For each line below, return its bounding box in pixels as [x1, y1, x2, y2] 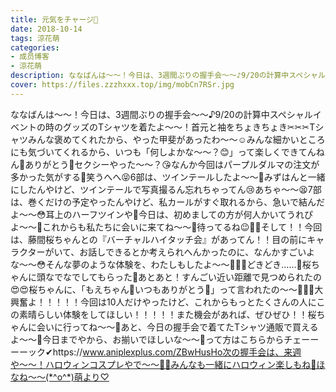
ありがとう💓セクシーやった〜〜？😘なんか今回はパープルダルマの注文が [24, 158, 320, 170]
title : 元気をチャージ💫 [10, 14, 99, 25]
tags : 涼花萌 [10, 33, 60, 43]
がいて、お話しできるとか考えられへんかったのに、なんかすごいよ [44, 246, 315, 258]
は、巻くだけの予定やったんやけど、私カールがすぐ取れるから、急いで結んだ [10, 196, 325, 208]
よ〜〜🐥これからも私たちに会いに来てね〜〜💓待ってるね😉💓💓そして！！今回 [10, 221, 323, 233]
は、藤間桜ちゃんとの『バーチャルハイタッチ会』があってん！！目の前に [10, 233, 308, 245]
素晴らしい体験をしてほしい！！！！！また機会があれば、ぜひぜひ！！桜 [18, 308, 317, 320]
